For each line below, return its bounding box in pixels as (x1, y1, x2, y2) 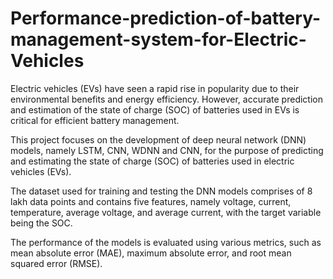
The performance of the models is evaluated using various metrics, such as (10, 236, 322, 248)
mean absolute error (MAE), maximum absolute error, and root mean (10, 247, 292, 259)
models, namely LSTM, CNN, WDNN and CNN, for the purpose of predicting (10, 144, 324, 156)
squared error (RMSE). (10, 257, 103, 269)
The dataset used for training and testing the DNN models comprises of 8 (10, 185, 313, 197)
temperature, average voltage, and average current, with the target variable (10, 206, 322, 218)
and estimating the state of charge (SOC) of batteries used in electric (10, 155, 295, 167)
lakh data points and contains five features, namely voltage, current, (10, 195, 292, 207)
